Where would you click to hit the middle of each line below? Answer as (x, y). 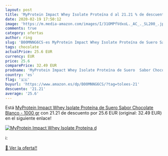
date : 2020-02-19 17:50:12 (33, 19)
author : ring (19, 38)
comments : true (21, 28)
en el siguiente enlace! (28, 118)
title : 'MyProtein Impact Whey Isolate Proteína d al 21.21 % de (74, 14)
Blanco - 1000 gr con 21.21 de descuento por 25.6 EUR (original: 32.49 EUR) (83, 113)
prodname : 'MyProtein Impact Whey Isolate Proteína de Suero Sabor (78, 70)
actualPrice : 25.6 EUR (29, 51)
